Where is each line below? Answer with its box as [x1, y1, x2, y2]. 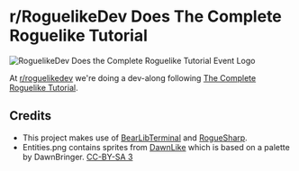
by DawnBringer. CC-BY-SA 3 [22, 151, 133, 162]
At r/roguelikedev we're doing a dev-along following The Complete [9, 72, 257, 83]
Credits [9, 108, 52, 123]
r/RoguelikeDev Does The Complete [9, 6, 282, 27]
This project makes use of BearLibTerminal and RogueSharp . [22, 132, 248, 143]
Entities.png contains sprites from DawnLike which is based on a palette [22, 141, 290, 152]
